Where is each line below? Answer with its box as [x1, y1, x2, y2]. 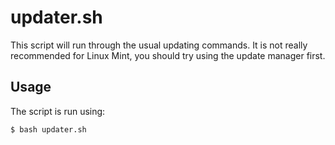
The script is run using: [10, 105, 106, 117]
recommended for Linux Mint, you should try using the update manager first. [10, 49, 326, 61]
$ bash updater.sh [10, 124, 87, 135]
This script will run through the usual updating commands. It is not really [10, 39, 308, 51]
